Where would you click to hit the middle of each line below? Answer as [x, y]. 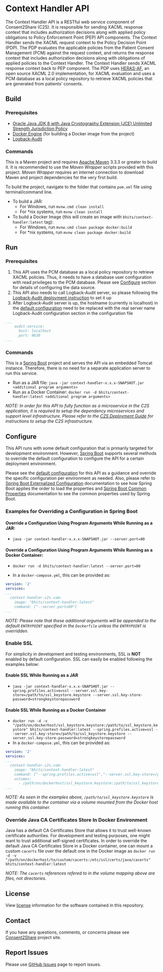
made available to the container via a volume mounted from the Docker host [82, 802]
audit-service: [30, 326]
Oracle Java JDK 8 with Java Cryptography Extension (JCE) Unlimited [82, 123]
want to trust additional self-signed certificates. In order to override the [76, 841]
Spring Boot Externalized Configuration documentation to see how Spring [79, 484]
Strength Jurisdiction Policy [40, 129]
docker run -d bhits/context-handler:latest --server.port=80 [76, 566]
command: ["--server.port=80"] [46, 607]
